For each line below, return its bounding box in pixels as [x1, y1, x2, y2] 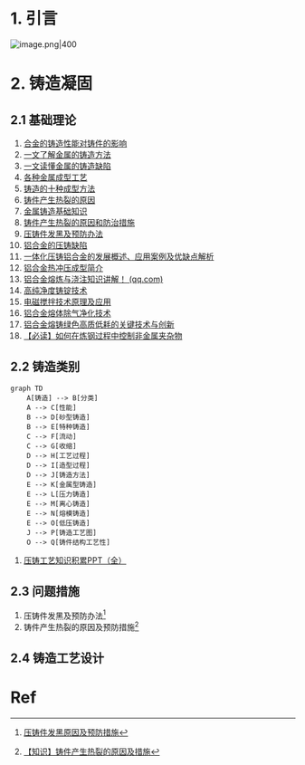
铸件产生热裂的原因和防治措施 [23, 216, 135, 227]
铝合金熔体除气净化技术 [23, 307, 111, 318]
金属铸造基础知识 [23, 206, 88, 216]
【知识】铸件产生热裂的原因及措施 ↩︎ [23, 746, 160, 757]
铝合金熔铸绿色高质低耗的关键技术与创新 [23, 319, 175, 330]
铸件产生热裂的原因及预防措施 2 [23, 620, 139, 632]
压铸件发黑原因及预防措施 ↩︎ [23, 727, 129, 738]
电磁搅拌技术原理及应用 [23, 296, 111, 307]
